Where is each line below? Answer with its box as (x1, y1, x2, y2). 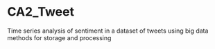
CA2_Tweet (7, 4, 75, 20)
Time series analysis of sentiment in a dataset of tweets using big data (7, 27, 209, 35)
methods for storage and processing (7, 33, 112, 42)
